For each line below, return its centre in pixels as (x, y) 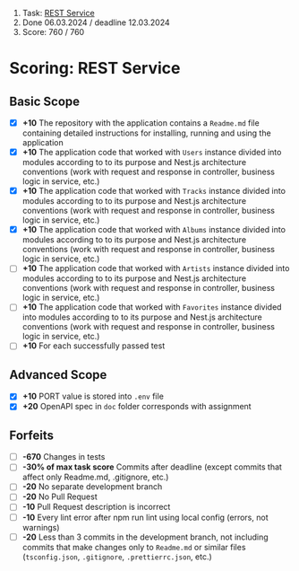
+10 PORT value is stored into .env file (93, 396)
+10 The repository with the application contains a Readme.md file (141, 123)
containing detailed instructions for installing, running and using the (146, 133)
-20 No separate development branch (92, 487)
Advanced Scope (58, 375)
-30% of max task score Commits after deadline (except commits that (152, 467)
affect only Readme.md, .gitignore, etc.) (95, 477)
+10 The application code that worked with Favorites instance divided (152, 307)
